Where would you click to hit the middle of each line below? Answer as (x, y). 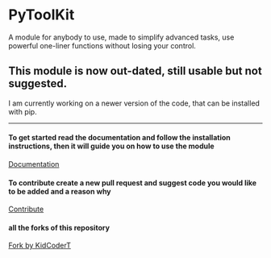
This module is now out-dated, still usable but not (135, 71)
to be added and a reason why (60, 191)
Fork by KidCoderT (40, 246)
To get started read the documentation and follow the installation (120, 138)
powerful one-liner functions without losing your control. (102, 45)
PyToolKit (42, 15)
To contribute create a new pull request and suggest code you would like (132, 182)
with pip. (23, 111)
